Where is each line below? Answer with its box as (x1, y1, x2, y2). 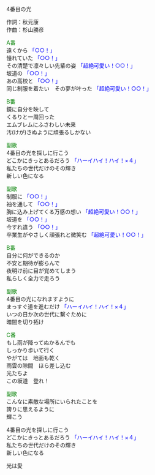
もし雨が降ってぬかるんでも (6, 339, 76, 346)
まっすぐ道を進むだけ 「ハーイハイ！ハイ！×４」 (6, 303, 129, 310)
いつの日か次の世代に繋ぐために (6, 311, 87, 318)
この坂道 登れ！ (6, 377, 50, 384)
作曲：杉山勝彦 (6, 26, 44, 33)
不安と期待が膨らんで (6, 260, 60, 266)
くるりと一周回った (6, 113, 55, 121)
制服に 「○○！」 (6, 193, 50, 200)
